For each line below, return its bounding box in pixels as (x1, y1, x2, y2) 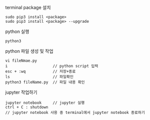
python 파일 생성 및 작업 (5, 48, 54, 54)
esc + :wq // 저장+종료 (5, 69, 76, 74)
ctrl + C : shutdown (5, 105, 49, 110)
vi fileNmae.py (5, 58, 37, 63)
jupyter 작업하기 (5, 89, 38, 95)
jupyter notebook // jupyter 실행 (5, 100, 85, 105)
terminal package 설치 (5, 5, 51, 10)
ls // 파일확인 (5, 74, 74, 79)
